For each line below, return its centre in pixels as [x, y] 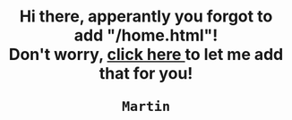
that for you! [146, 74]
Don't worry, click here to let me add [146, 55]
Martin [146, 107]
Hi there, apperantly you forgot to [146, 17]
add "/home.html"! [146, 35]
